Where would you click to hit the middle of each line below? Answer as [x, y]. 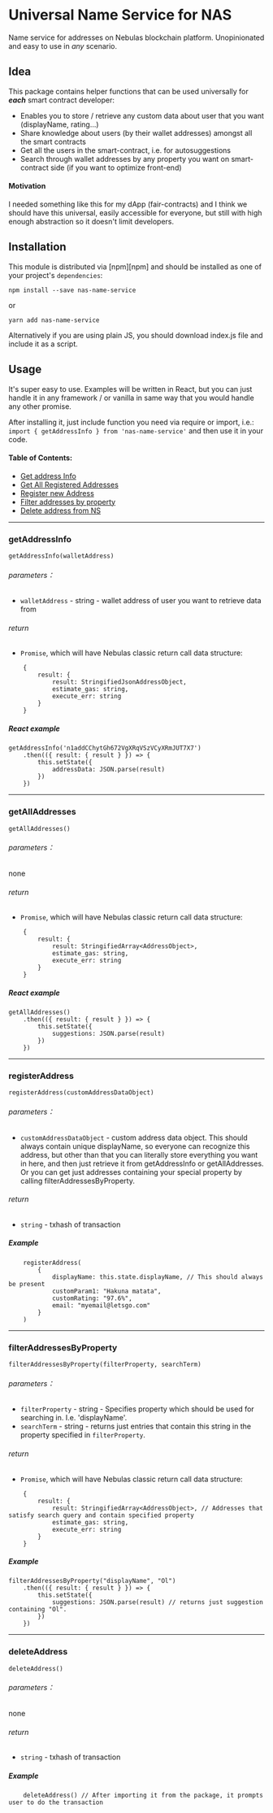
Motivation [27, 186]
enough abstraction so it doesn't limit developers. [91, 221]
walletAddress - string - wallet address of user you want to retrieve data [141, 601]
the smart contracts [53, 141]
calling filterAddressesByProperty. [78, 1180]
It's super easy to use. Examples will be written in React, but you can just [130, 389]
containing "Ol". [38, 1610]
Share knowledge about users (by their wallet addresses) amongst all [136, 133]
